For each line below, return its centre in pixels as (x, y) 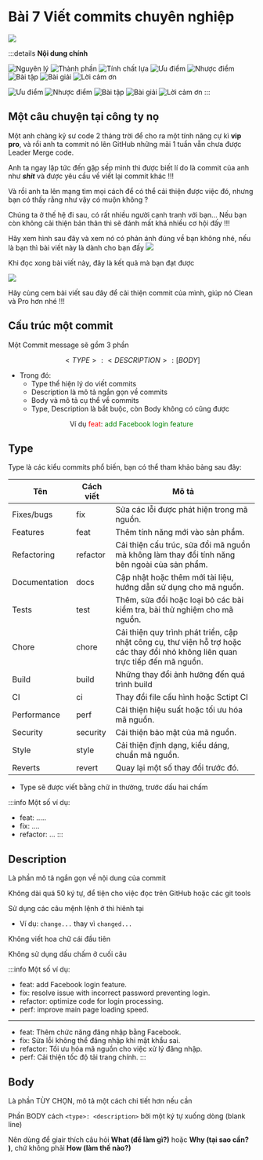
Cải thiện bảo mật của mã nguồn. (176, 733)
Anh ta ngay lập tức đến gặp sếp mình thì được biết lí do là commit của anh (128, 167)
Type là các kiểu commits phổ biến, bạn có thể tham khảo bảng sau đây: (125, 467)
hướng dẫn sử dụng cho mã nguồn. (180, 587)
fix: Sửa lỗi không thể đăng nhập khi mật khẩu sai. (100, 1041)
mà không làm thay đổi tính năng (175, 555)
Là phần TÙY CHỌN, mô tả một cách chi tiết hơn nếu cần (100, 1101)
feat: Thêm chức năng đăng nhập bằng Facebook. (100, 1032)
